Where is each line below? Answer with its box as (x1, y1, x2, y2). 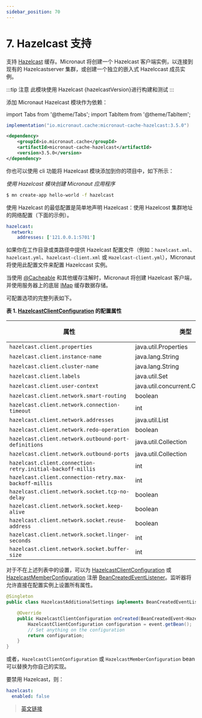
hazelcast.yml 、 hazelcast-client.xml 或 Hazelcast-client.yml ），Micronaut (6, 254, 195, 261)
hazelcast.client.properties (9, 343, 93, 351)
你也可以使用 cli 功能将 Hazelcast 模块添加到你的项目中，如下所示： (6, 167, 174, 174)
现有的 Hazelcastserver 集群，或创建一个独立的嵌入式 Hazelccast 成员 (6, 65, 180, 72)
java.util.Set (135, 372, 168, 381)
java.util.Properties (135, 343, 188, 351)
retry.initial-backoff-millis (9, 466, 96, 472)
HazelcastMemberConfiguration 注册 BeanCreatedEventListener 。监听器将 (6, 574, 192, 581)
